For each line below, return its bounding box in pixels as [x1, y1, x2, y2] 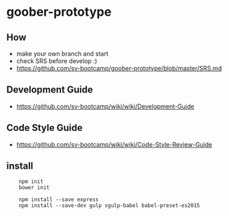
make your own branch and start [16, 49, 109, 58]
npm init [19, 178, 44, 185]
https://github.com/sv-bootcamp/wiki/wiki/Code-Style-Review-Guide [16, 140, 213, 148]
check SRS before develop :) [16, 57, 97, 65]
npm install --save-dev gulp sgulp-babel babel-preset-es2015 [19, 202, 200, 209]
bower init [19, 184, 50, 191]
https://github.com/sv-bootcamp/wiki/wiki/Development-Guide [16, 102, 195, 110]
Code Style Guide [6, 122, 83, 134]
